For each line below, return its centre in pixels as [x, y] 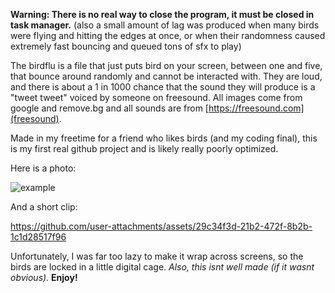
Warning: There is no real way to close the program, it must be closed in [162, 14]
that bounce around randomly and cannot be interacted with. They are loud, [166, 76]
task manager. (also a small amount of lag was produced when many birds [165, 25]
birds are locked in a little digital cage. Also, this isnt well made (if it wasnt [162, 267]
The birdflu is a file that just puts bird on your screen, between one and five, [166, 65]
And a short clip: [44, 207]
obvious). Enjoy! [44, 277]
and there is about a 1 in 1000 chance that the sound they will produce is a [163, 87]
